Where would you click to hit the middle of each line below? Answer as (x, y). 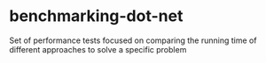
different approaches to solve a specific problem (98, 49)
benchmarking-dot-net (96, 16)
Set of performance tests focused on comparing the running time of (133, 40)
